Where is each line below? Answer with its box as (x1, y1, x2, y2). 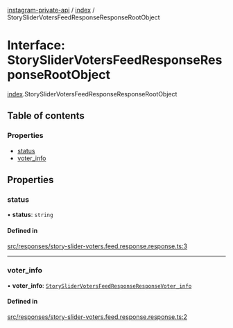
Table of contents (7, 110, 85, 122)
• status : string (7, 211, 53, 219)
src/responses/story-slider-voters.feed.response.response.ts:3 (7, 242, 188, 250)
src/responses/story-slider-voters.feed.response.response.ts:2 (7, 313, 188, 321)
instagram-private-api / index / (7, 6, 95, 14)
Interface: (7, 37, 66, 53)
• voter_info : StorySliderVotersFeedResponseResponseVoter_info (7, 281, 192, 290)
